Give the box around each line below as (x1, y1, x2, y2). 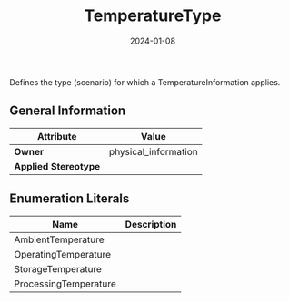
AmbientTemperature (14, 233, 105, 246)
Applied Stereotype (14, 160, 101, 172)
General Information (9, 103, 126, 119)
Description (125, 218, 177, 230)
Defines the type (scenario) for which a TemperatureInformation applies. (9, 76, 281, 87)
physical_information (108, 145, 198, 158)
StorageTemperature (14, 262, 103, 275)
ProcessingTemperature (14, 278, 116, 290)
